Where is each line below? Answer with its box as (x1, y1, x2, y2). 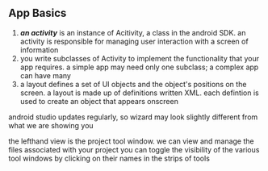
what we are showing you (8, 120, 94, 130)
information (19, 44, 59, 55)
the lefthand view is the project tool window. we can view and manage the (8, 136, 254, 146)
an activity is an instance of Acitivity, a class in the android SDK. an (19, 27, 246, 37)
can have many (19, 70, 71, 80)
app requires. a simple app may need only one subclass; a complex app (19, 62, 259, 72)
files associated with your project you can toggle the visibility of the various (8, 144, 260, 154)
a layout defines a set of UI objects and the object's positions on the (19, 79, 247, 89)
